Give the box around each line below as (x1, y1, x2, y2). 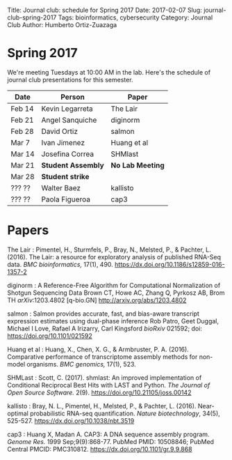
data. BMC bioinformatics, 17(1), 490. (7, 260, 113, 268)
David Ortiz (41, 126, 78, 136)
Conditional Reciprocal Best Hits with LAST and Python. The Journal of (7, 381, 210, 389)
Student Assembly (41, 160, 104, 170)
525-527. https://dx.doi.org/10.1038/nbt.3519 (7, 416, 135, 424)
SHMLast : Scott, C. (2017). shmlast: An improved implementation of (7, 373, 202, 382)
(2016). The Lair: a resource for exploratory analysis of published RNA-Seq (7, 252, 221, 261)
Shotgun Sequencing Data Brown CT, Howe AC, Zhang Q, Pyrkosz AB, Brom (7, 289, 225, 297)
